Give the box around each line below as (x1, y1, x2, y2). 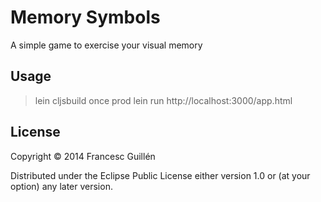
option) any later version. (10, 180, 113, 192)
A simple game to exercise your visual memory (10, 39, 203, 51)
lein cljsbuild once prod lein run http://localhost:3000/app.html (34, 94, 293, 106)
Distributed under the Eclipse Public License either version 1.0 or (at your (10, 169, 311, 181)
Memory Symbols (10, 6, 161, 29)
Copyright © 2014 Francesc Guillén (10, 150, 156, 162)
